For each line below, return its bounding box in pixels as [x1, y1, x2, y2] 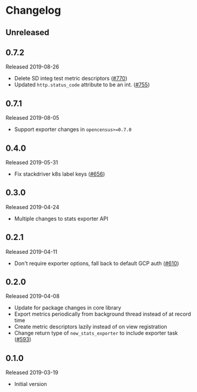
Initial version [14, 381, 47, 388]
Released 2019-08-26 [5, 63, 60, 70]
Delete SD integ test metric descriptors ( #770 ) [14, 75, 127, 82]
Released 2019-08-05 [5, 114, 60, 122]
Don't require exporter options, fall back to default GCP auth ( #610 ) [14, 260, 179, 267]
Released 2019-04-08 [5, 293, 60, 300]
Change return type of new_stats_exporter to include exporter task [14, 329, 178, 337]
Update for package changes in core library [14, 304, 121, 312]
